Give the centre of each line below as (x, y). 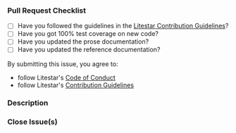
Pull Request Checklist (47, 11)
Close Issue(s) (32, 122)
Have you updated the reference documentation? (89, 50)
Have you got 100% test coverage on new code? (88, 34)
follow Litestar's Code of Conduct (67, 77)
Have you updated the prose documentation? (83, 42)
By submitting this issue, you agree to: (63, 64)
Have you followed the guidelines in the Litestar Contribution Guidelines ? (123, 26)
